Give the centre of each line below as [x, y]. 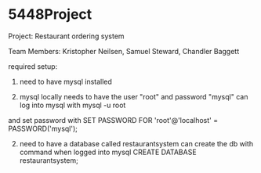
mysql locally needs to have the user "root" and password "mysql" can [134, 96]
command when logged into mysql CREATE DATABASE [108, 152]
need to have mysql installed [65, 81]
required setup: [33, 66]
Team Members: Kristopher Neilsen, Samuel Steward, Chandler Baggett [124, 51]
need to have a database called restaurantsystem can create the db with [136, 143]
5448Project [50, 14]
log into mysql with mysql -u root [72, 105]
